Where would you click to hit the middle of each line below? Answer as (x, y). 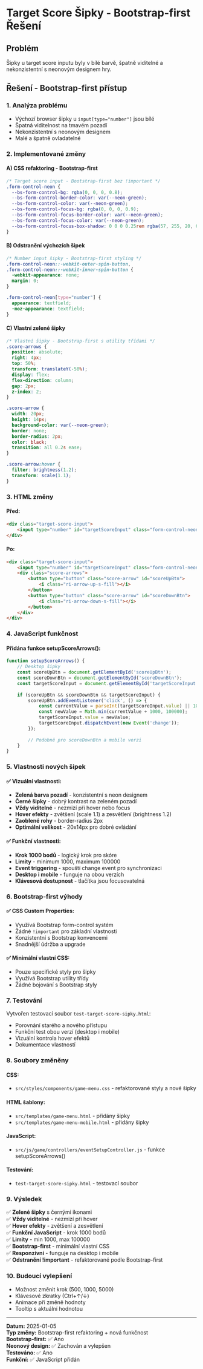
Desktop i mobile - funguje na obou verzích (69, 874)
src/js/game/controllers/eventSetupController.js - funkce (90, 1150)
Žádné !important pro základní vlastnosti (66, 931)
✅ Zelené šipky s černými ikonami (49, 1212)
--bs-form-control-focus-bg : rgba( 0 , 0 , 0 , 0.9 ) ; (75, 209)
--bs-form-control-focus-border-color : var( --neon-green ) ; (88, 215)
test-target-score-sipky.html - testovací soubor (76, 1183)
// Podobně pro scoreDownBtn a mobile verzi (85, 740)
